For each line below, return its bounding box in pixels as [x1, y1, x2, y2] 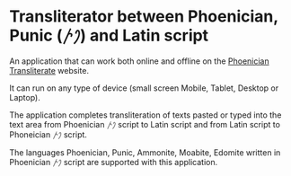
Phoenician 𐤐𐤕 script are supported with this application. [9, 156, 218, 167]
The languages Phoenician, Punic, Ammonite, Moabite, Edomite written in [9, 146, 281, 158]
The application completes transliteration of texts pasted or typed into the [9, 110, 282, 120]
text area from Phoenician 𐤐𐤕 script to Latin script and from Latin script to [9, 119, 281, 129]
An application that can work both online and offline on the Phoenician [9, 56, 269, 66]
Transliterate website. [9, 65, 90, 75]
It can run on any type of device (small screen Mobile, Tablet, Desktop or [9, 83, 279, 93]
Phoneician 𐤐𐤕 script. [9, 128, 88, 140]
